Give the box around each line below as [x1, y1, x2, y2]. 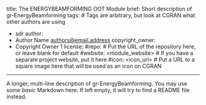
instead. [6, 93, 27, 100]
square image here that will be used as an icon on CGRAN [15, 62, 162, 70]
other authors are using [6, 18, 66, 25]
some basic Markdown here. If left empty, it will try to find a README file [6, 87, 190, 93]
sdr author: [15, 30, 44, 37]
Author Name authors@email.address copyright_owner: [15, 37, 156, 43]
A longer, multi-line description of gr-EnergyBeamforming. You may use [6, 80, 188, 87]
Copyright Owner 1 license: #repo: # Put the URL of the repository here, [15, 43, 196, 50]
